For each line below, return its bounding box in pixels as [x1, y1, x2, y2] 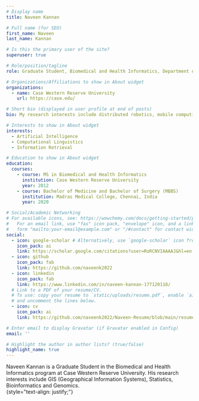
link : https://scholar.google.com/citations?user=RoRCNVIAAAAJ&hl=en [17, 248, 192, 255]
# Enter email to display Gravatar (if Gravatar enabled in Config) [6, 325, 179, 331]
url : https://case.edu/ [17, 95, 76, 101]
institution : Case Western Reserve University [21, 177, 139, 183]
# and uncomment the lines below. [11, 298, 97, 304]
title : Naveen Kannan [6, 14, 60, 20]
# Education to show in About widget [6, 155, 99, 161]
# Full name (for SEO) [6, 25, 62, 31]
